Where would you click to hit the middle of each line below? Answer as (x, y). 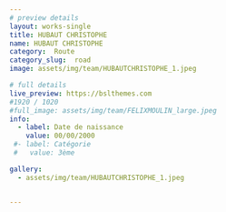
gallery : (26, 169)
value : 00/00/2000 (60, 136)
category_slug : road (50, 60)
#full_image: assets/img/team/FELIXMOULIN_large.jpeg (113, 110)
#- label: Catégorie (52, 145)
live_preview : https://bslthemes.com (81, 93)
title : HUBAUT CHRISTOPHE (58, 35)
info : (20, 119)
